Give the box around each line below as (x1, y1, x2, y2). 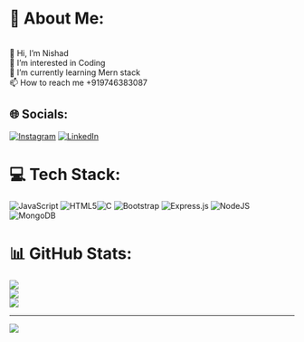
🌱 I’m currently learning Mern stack (9, 67, 141, 78)
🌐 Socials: (9, 107, 69, 122)
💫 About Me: (9, 8, 105, 29)
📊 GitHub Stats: (9, 243, 133, 263)
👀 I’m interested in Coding (9, 57, 106, 68)
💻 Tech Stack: (9, 164, 121, 185)
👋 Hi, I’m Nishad (9, 47, 70, 58)
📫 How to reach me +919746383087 (9, 77, 147, 88)
